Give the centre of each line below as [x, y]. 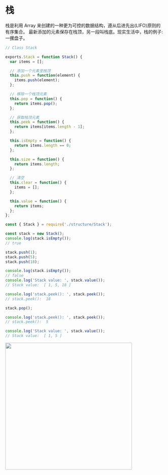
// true [13, 243]
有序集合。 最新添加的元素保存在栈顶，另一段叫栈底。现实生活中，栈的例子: [84, 31]
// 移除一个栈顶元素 [28, 94]
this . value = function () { [38, 201]
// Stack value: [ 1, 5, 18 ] [38, 285]
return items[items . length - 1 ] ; [50, 127]
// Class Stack [21, 48]
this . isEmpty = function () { [40, 141]
